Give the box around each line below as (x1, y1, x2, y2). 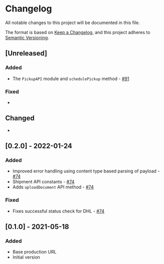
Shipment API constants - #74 (12, 179, 75, 185)
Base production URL (12, 249, 57, 255)
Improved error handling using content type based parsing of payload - (12, 168, 160, 174)
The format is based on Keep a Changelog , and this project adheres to (5, 29, 150, 35)
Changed (5, 114, 35, 123)
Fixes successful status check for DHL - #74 (12, 208, 104, 214)
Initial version (12, 254, 40, 260)
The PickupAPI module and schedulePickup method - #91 (12, 76, 129, 82)
